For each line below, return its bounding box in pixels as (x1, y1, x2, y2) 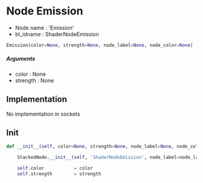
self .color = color (17, 166, 94, 172)
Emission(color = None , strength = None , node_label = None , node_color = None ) (6, 42, 193, 48)
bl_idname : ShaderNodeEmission (14, 30, 99, 37)
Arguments (6, 55, 36, 63)
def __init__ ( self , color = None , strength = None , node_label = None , (6, 143, 174, 150)
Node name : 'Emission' (14, 24, 74, 31)
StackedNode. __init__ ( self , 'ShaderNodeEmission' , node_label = (17, 155, 180, 161)
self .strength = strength (17, 171, 101, 177)
